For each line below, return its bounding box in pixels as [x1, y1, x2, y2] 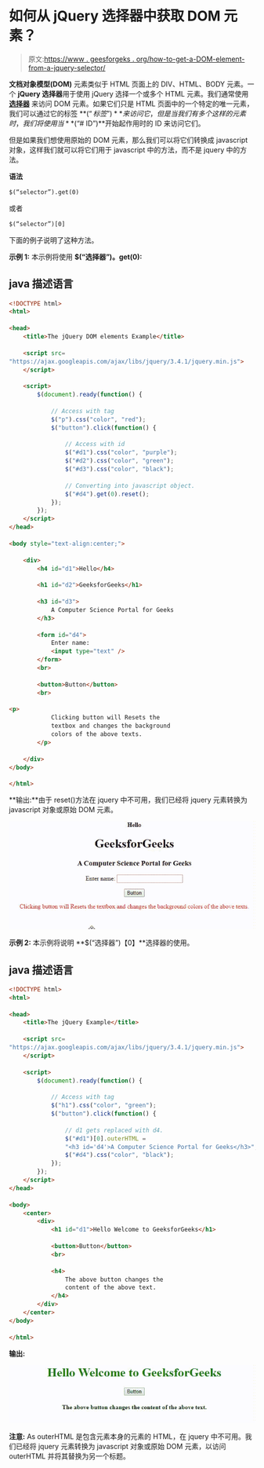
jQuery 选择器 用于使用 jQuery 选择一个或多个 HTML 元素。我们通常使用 [17, 89, 249, 98]
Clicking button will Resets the [50, 714, 160, 722]
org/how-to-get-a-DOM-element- [136, 54, 245, 64]
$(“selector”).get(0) [9, 188, 80, 196]
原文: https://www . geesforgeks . [27, 54, 135, 64]
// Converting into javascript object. [64, 481, 195, 489]
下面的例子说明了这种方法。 [9, 235, 99, 244]
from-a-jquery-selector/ [27, 63, 106, 72]
